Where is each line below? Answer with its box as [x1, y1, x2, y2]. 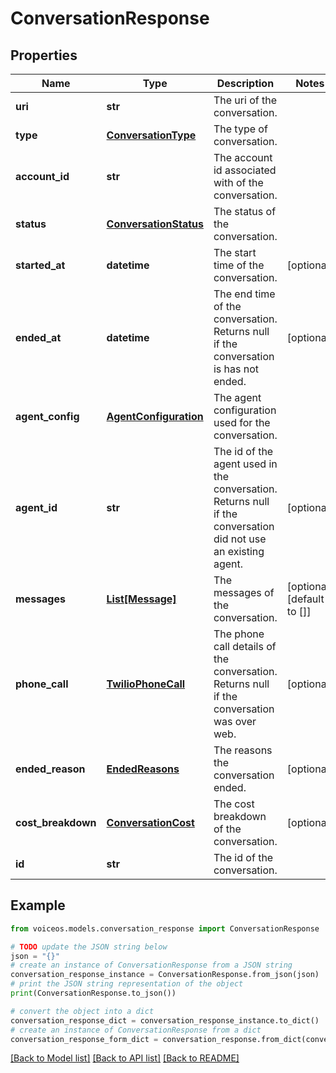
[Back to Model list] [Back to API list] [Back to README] [10, 1052, 240, 1064]
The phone [213, 627, 265, 641]
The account [213, 151, 273, 164]
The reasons [213, 743, 273, 757]
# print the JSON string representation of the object [10, 979, 244, 989]
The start [213, 246, 257, 259]
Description [216, 77, 275, 90]
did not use [213, 532, 267, 546]
